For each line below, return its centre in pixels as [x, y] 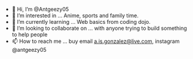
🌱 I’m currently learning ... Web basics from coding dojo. [81, 22]
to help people [30, 35]
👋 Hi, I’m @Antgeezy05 [40, 9]
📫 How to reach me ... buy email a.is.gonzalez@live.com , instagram [96, 41]
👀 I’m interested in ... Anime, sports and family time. [75, 15]
